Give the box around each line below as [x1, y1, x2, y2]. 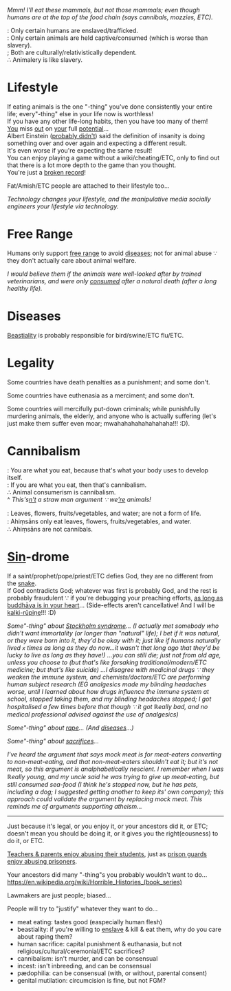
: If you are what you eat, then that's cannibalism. [7, 481, 147, 489]
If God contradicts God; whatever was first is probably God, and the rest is [7, 586, 218, 594]
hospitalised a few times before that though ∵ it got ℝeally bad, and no [7, 702, 208, 710]
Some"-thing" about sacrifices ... [7, 737, 100, 745]
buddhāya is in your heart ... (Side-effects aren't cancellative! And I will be [7, 601, 215, 609]
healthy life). [7, 284, 43, 292]
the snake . [7, 579, 37, 587]
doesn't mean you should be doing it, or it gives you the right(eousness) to [7, 829, 219, 838]
